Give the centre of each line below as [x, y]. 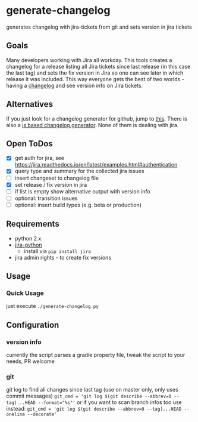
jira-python [29, 245]
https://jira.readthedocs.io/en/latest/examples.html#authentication [96, 165]
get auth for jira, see [39, 158]
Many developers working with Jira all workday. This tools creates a [89, 60]
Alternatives [30, 104]
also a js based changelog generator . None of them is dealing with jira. [92, 125]
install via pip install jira [57, 251]
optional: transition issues [46, 198]
